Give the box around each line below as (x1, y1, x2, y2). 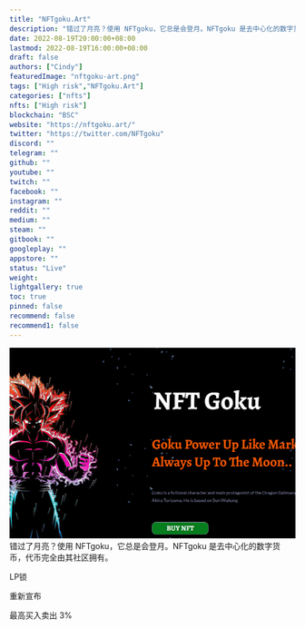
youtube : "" (9, 168, 54, 177)
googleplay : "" (9, 244, 67, 253)
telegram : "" (9, 149, 59, 158)
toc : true (9, 292, 47, 301)
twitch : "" (9, 177, 51, 186)
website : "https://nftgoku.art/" (9, 120, 136, 129)
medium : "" (9, 216, 51, 225)
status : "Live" (9, 263, 67, 272)
